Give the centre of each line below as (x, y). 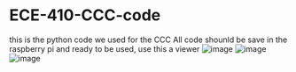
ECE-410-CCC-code (85, 15)
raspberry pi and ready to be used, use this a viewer (105, 48)
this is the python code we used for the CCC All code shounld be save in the (148, 40)
